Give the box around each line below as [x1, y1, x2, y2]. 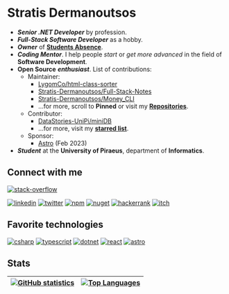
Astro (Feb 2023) [37, 139, 87, 147]
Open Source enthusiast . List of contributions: [17, 65, 152, 73]
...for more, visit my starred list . [37, 124, 129, 132]
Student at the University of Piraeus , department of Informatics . [17, 146, 205, 155]
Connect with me [7, 167, 83, 178]
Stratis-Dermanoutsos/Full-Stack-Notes [37, 87, 152, 95]
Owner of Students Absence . [17, 42, 103, 51]
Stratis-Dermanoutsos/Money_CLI [37, 94, 135, 102]
